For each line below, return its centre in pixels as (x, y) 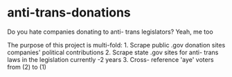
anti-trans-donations (69, 13)
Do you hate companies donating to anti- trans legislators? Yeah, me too (110, 32)
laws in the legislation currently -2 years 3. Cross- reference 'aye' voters (110, 59)
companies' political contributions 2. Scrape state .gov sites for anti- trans (113, 52)
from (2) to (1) (27, 67)
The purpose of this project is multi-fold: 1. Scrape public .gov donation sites (116, 45)
